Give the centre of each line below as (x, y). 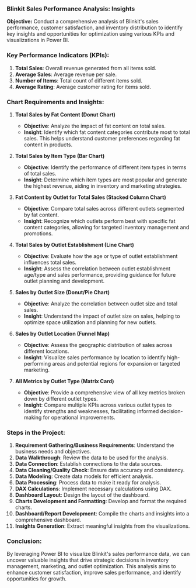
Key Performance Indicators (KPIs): (58, 56)
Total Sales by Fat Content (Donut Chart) (65, 114)
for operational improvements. (79, 417)
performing (37, 363)
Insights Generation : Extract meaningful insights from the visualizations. (102, 526)
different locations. (46, 351)
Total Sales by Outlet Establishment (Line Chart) (75, 245)
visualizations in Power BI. (38, 40)
